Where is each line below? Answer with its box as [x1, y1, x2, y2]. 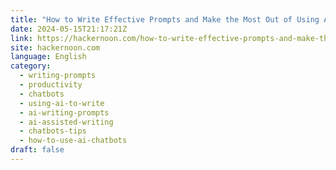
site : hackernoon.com [10, 42, 101, 53]
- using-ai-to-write [19, 98, 105, 108]
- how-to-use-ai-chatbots [19, 136, 128, 146]
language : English [10, 52, 87, 62]
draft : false [10, 145, 65, 155]
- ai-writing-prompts [19, 107, 110, 118]
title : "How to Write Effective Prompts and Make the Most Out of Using [10, 14, 320, 25]
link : [10, 33, 33, 43]
